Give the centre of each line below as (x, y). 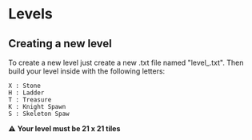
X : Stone (25, 86)
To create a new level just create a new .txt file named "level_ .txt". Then (126, 62)
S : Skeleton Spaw (39, 114)
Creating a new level (60, 44)
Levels (31, 14)
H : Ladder (26, 93)
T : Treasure (30, 100)
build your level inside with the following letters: (87, 71)
